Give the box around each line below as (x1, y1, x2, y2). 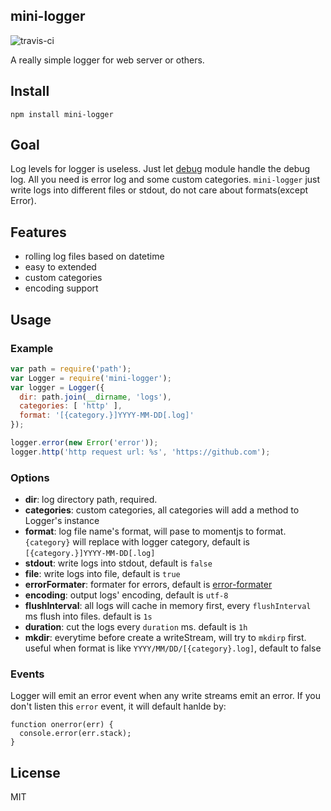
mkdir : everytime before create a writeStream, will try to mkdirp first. (24, 632, 307, 644)
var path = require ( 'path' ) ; (10, 364, 132, 374)
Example (10, 341, 54, 355)
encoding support (24, 282, 99, 294)
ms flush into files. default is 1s (24, 610, 153, 623)
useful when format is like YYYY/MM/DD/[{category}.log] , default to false (24, 642, 322, 654)
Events (10, 667, 45, 681)
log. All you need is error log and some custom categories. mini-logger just (10, 174, 321, 186)
